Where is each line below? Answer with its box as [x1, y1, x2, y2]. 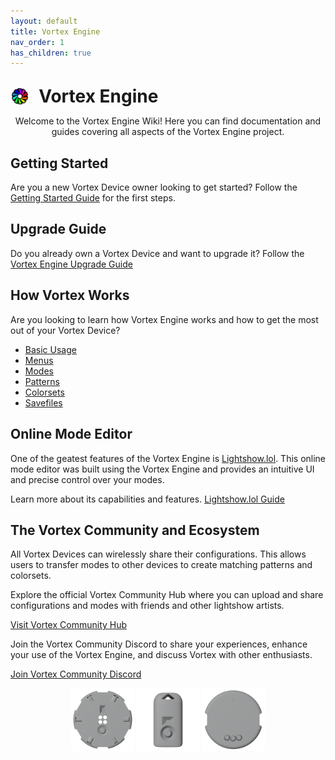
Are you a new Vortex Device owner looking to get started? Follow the [10, 181, 298, 194]
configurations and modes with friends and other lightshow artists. [10, 600, 285, 612]
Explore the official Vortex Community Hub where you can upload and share [10, 589, 324, 601]
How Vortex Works [10, 287, 130, 304]
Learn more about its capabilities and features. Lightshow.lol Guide [10, 493, 285, 505]
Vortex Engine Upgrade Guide [10, 258, 133, 270]
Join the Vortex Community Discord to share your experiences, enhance [10, 638, 308, 650]
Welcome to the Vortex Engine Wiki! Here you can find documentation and [14, 115, 322, 127]
